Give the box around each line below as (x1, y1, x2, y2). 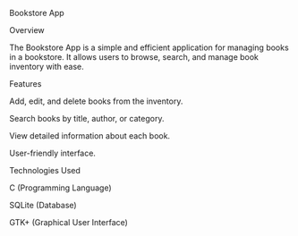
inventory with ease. (9, 62, 85, 72)
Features (9, 79, 42, 88)
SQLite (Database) (9, 200, 78, 210)
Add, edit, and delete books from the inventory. (9, 96, 183, 106)
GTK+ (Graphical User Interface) (9, 217, 128, 227)
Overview (9, 25, 45, 35)
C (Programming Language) (9, 182, 112, 193)
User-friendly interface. (9, 147, 97, 158)
